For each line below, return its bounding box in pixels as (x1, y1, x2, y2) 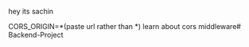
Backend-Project (8, 31, 64, 39)
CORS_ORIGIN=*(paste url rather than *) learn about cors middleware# (8, 22, 241, 31)
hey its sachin (8, 7, 54, 16)
